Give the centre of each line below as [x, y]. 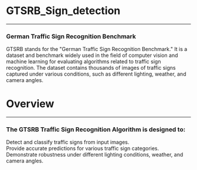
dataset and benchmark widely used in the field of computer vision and [92, 55]
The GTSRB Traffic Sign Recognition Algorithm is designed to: [96, 130]
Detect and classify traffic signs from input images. [68, 142]
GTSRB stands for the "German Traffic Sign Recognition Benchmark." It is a [97, 49]
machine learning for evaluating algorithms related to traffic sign [84, 62]
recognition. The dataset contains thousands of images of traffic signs [91, 68]
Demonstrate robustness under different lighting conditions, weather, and [95, 155]
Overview [30, 104]
